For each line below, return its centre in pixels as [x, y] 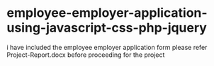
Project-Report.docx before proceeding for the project [86, 55]
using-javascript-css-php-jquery [107, 28]
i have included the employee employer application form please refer [107, 47]
